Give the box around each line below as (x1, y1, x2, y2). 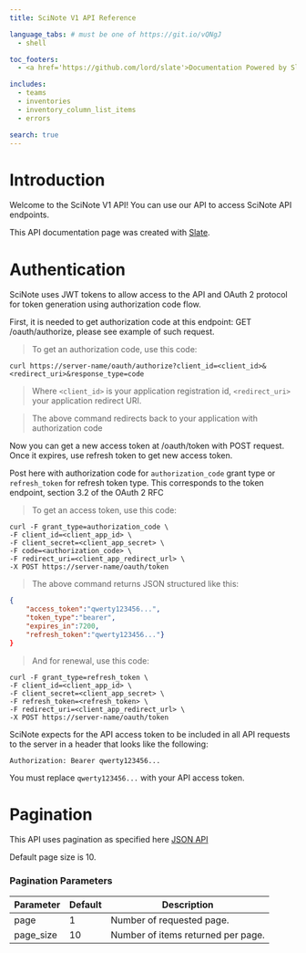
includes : (9, 79, 47, 89)
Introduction (9, 170, 106, 190)
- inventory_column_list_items (17, 105, 137, 114)
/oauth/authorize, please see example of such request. (9, 326, 216, 338)
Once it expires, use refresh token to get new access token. (9, 450, 233, 461)
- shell (17, 38, 47, 47)
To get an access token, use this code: (31, 505, 178, 516)
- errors (17, 113, 51, 123)
